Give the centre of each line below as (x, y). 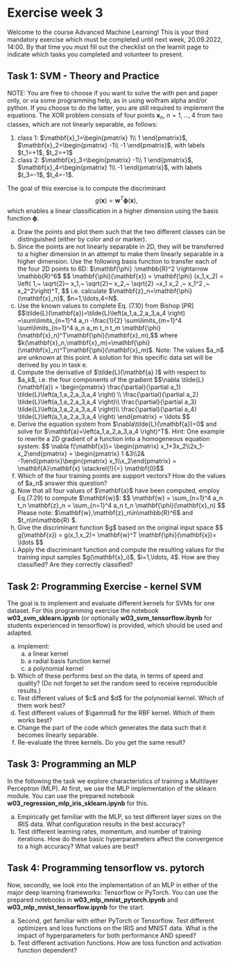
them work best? (41, 706)
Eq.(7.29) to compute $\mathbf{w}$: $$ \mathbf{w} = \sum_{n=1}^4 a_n (120, 498)
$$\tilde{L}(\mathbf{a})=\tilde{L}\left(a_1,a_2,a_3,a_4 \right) (101, 313)
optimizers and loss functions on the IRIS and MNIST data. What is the (118, 928)
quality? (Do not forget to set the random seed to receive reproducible (117, 683)
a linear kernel (48, 654)
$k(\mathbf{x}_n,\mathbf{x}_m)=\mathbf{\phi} (84, 343)
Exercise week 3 (55, 13)
